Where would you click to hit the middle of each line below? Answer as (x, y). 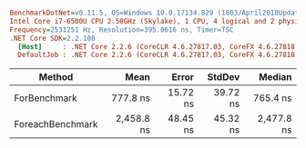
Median (275, 77)
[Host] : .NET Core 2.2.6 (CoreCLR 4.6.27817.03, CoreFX (136, 46)
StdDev (224, 77)
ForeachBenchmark (56, 124)
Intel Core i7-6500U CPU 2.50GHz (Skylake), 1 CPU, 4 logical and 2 (142, 21)
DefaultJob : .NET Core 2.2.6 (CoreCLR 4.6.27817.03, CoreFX (136, 55)
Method (56, 77)
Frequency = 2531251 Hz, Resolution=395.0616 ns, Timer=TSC (122, 30)
